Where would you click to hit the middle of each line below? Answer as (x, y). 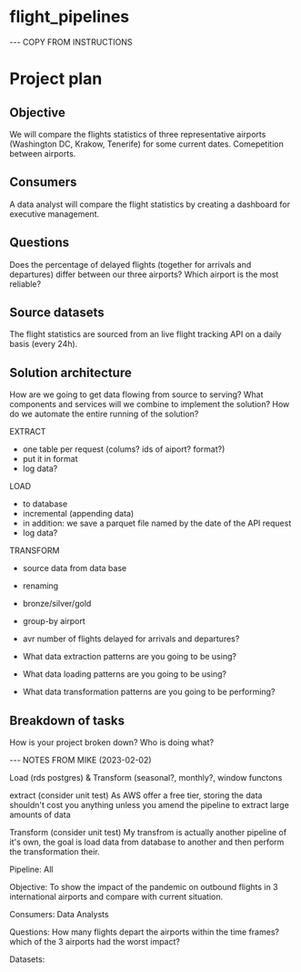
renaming (40, 586)
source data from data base (75, 568)
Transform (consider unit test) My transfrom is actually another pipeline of (148, 832)
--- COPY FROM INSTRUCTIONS (71, 42)
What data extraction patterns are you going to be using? (129, 657)
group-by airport (54, 621)
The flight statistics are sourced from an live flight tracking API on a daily (145, 334)
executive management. (55, 214)
